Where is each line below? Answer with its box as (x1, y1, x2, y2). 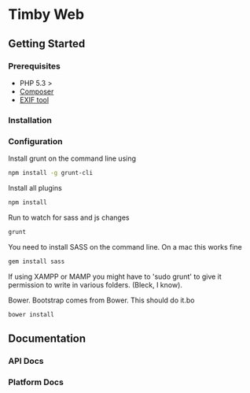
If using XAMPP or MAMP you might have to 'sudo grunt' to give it (8, 272, 222, 281)
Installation (8, 114, 53, 125)
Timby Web (8, 6, 85, 24)
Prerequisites (8, 61, 61, 72)
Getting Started (8, 37, 86, 50)
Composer (19, 87, 54, 96)
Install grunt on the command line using (8, 154, 136, 163)
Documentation (8, 332, 86, 345)
